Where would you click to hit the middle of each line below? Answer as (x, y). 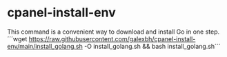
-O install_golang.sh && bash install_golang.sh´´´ (152, 46)
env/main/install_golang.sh (45, 46)
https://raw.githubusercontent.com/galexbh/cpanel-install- (112, 38)
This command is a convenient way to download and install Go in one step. (113, 32)
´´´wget (17, 38)
